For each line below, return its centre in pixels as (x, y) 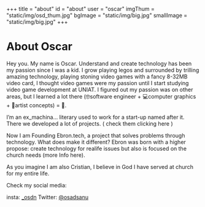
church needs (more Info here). (46, 155)
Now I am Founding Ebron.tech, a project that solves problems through (96, 135)
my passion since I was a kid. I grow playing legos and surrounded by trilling (103, 70)
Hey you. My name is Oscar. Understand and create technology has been (99, 63)
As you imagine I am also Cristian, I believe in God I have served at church (100, 167)
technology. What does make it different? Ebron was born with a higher (96, 142)
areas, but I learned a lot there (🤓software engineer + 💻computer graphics (101, 96)
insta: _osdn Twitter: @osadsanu (48, 197)
